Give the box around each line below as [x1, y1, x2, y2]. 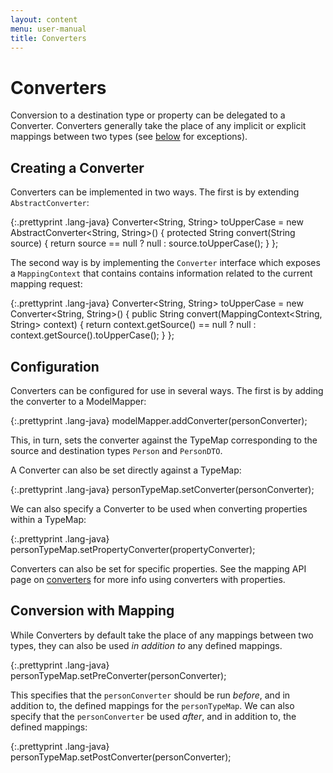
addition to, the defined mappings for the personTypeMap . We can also [10, 699, 295, 711]
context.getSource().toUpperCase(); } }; [10, 329, 175, 341]
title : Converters [10, 33, 87, 43]
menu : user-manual [10, 24, 87, 34]
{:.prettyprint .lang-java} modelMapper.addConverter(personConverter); [10, 414, 308, 426]
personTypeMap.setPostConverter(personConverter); [10, 751, 232, 763]
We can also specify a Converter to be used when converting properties [10, 502, 308, 515]
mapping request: [10, 278, 83, 290]
